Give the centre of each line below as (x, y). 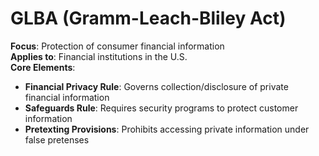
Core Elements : (43, 67)
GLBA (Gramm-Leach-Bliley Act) (148, 18)
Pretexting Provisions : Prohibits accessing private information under (167, 129)
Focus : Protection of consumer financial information (117, 46)
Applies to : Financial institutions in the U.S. (99, 56)
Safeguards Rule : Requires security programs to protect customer (161, 108)
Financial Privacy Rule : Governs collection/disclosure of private (156, 86)
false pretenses (57, 139)
